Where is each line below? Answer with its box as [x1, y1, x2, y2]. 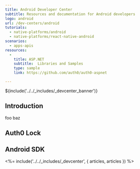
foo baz [5, 115, 20, 120]
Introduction [5, 102, 44, 110]
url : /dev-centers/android [5, 20, 60, 26]
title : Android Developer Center [5, 7, 73, 12]
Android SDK [5, 145, 45, 153]
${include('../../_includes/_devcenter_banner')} [5, 88, 98, 94]
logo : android [5, 16, 34, 21]
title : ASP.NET [14, 57, 45, 62]
